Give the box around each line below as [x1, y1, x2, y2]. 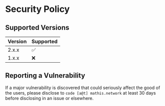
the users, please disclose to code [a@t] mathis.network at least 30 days [5, 90, 156, 96]
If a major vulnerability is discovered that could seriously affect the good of [5, 85, 160, 91]
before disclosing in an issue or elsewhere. [5, 95, 94, 101]
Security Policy [5, 3, 70, 15]
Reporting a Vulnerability [5, 71, 85, 80]
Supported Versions [5, 23, 69, 32]
